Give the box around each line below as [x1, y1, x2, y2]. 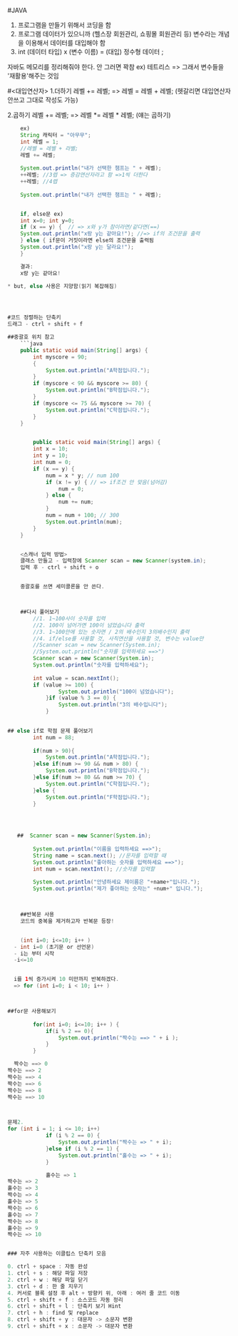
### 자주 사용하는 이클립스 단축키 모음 [7, 1250, 107, 1258]
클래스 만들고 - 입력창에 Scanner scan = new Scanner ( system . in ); [20, 557, 207, 565]
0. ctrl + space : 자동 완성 [7, 1263, 88, 1270]
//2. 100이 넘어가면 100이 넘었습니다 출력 [33, 622, 145, 629]
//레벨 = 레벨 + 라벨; [20, 145, 78, 152]
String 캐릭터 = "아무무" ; [20, 131, 91, 138]
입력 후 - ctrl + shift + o [20, 564, 99, 571]
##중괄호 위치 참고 [7, 334, 55, 341]
